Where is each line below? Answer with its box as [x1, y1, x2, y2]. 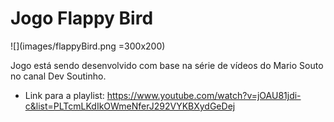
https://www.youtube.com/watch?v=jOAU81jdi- [106, 89, 302, 101]
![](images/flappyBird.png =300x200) [10, 40, 166, 52]
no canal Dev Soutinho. [10, 70, 107, 82]
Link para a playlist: [24, 89, 105, 101]
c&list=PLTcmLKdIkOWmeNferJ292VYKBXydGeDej [24, 100, 236, 112]
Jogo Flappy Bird [10, 7, 154, 30]
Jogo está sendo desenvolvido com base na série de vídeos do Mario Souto [10, 59, 324, 71]
